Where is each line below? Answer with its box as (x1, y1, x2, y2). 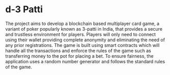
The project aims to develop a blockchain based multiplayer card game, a (5, 20, 160, 27)
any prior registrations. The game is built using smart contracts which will (5, 42, 160, 48)
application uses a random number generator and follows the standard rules (5, 58, 165, 64)
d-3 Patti (5, 4, 43, 15)
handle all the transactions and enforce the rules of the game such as (5, 47, 152, 54)
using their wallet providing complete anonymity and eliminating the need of (5, 37, 165, 43)
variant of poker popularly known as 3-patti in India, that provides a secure (5, 26, 162, 32)
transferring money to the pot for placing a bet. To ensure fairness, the (5, 53, 154, 59)
